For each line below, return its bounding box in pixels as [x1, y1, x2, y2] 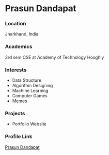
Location [5, 20, 27, 27]
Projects [5, 110, 25, 117]
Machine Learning [12, 88, 48, 93]
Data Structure [12, 77, 42, 83]
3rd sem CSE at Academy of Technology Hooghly [5, 54, 104, 60]
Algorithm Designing [12, 83, 53, 89]
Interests [5, 66, 27, 73]
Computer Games [12, 93, 47, 99]
